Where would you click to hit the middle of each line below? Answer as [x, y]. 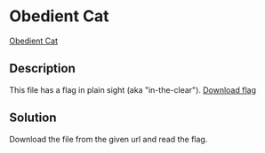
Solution [33, 118]
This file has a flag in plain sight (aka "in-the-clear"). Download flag [132, 89]
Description [42, 69]
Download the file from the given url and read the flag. [108, 139]
